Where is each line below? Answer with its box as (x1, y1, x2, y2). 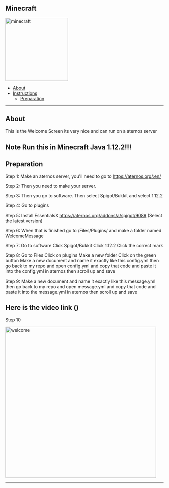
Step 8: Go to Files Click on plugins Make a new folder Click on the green (5, 252, 157, 258)
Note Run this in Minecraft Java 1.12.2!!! (5, 143, 132, 152)
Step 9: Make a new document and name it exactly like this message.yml (5, 278, 156, 284)
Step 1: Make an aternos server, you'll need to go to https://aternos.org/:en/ (5, 173, 161, 179)
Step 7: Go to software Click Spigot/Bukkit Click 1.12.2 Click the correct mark (5, 242, 163, 248)
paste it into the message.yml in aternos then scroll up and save (5, 289, 137, 295)
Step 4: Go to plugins (5, 202, 49, 208)
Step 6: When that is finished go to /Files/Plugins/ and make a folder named (5, 227, 162, 233)
